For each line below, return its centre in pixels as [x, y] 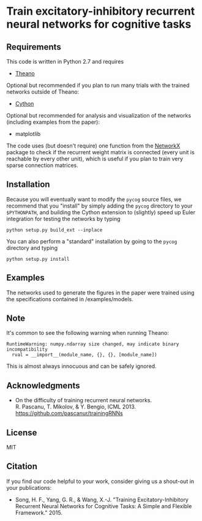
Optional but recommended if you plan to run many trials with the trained [98, 85]
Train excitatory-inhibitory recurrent [101, 11]
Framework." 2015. [39, 512]
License [22, 433]
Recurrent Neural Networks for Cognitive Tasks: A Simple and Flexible [103, 506]
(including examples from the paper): [53, 122]
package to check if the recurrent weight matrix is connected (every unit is [100, 152]
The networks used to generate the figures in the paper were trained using [100, 293]
